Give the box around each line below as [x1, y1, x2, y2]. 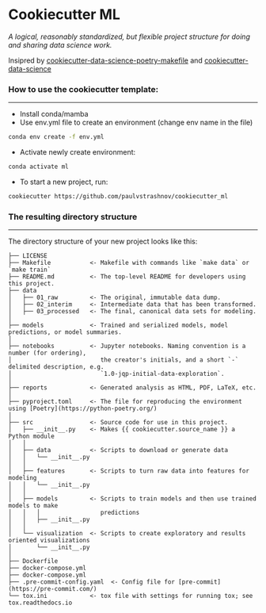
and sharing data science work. [8, 40, 112, 49]
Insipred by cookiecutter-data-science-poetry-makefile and [8, 56, 203, 65]
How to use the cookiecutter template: [8, 83, 159, 94]
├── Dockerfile [8, 557, 59, 565]
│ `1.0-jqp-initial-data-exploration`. [8, 370, 225, 378]
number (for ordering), [8, 349, 87, 358]
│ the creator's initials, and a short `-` [8, 356, 239, 364]
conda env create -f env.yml [8, 133, 104, 141]
